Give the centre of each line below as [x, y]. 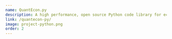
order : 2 [15, 29]
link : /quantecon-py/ [28, 19]
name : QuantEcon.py [26, 10]
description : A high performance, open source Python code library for [83, 15]
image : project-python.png [34, 24]
